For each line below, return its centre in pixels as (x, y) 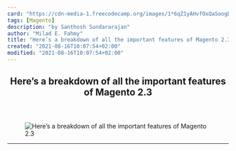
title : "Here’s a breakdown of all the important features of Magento (113, 40)
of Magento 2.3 (118, 92)
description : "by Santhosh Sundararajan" (69, 27)
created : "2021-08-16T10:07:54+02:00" (64, 46)
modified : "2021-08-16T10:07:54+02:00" (66, 53)
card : (15, 14)
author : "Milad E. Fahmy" (45, 33)
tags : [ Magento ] (31, 20)
